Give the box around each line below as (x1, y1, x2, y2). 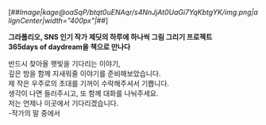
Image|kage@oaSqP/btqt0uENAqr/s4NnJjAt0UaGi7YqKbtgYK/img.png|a (19, 8, 258, 17)
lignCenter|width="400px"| (8, 16, 98, 25)
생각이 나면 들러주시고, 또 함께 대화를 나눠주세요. (8, 89, 159, 98)
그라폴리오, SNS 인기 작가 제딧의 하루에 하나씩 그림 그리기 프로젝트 (8, 32, 213, 41)
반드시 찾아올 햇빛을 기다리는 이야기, (8, 59, 121, 68)
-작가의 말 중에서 (8, 108, 61, 118)
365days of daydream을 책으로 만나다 (8, 42, 131, 51)
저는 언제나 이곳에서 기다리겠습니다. (8, 99, 119, 108)
